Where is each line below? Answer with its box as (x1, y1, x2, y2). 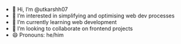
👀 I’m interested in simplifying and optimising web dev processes (12, 12, 175, 19)
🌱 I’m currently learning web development (12, 19, 117, 25)
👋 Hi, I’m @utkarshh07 (12, 6, 68, 13)
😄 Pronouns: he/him (12, 31, 64, 39)
